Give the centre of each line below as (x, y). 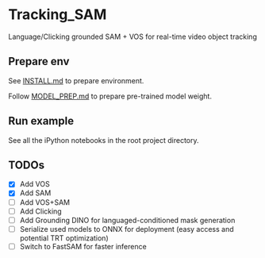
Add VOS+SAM (44, 202)
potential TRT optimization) (64, 238)
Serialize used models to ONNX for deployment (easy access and (127, 229)
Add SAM (35, 193)
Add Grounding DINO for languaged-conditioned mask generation (127, 220)
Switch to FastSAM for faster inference (83, 246)
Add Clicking (40, 211)
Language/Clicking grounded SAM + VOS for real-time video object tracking (133, 37)
